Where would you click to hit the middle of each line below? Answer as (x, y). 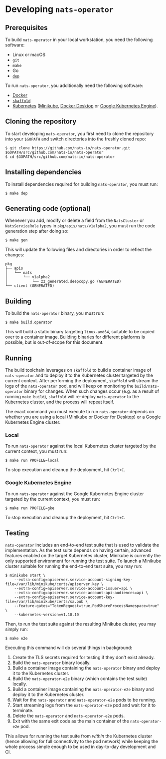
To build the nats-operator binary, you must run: (55, 313)
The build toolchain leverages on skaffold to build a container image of (78, 370)
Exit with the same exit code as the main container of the (71, 721)
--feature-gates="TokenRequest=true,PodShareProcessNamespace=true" (87, 606)
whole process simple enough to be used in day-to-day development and (81, 747)
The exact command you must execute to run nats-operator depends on (80, 412)
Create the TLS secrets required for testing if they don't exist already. (83, 658)
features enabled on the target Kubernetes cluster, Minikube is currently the (83, 556)
